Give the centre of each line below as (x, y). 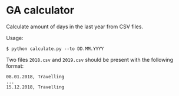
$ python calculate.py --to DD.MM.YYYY (55, 49)
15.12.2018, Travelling (35, 87)
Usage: (15, 38)
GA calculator (40, 10)
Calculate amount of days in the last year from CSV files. (74, 27)
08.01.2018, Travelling (35, 77)
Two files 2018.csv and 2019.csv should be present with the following (90, 59)
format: (15, 66)
